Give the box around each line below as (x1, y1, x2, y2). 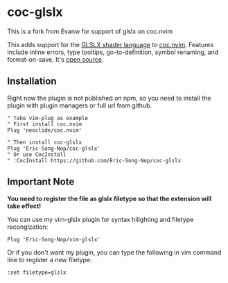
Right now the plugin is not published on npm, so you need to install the (7, 94, 211, 102)
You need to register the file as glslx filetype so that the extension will (7, 194, 212, 203)
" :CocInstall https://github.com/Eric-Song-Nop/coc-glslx (7, 157, 182, 164)
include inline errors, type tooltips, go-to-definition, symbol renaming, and (7, 48, 219, 56)
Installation (7, 76, 57, 87)
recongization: (7, 223, 49, 231)
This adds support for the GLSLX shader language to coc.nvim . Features (7, 40, 214, 49)
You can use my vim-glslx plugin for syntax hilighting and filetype (7, 215, 194, 223)
